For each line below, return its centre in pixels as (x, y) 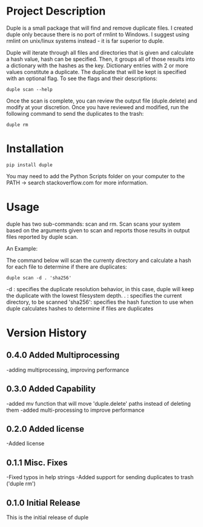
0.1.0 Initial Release (43, 502)
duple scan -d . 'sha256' (39, 278)
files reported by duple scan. (42, 237)
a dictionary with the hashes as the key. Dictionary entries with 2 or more (98, 65)
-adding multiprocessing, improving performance (68, 370)
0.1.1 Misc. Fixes (37, 462)
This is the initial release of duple (48, 517)
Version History (46, 333)
